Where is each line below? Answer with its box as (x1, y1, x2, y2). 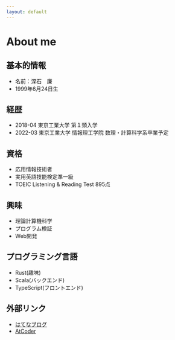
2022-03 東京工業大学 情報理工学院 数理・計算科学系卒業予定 (14, 129, 169, 136)
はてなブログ (14, 321, 47, 328)
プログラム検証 (14, 225, 52, 233)
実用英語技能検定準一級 (14, 173, 74, 181)
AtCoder (14, 327, 36, 335)
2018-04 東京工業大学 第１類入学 (14, 121, 98, 129)
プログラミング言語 (6, 252, 78, 262)
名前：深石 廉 (14, 77, 52, 85)
